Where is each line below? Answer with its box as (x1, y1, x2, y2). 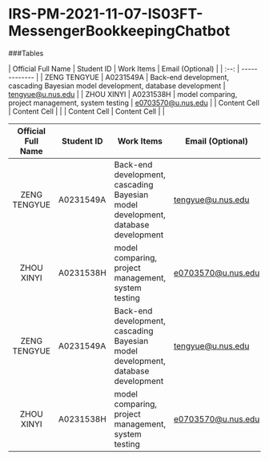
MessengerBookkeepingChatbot (8, 22, 231, 40)
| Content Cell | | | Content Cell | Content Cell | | (8, 106, 166, 116)
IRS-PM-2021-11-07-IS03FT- (8, 5, 203, 23)
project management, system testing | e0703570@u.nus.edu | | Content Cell (8, 98, 260, 107)
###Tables (8, 48, 44, 58)
